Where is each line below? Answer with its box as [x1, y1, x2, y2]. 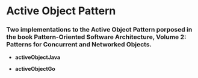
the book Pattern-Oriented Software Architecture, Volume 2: [6, 33, 187, 41]
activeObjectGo [14, 65, 55, 73]
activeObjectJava [14, 54, 61, 61]
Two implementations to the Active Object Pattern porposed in [6, 26, 193, 34]
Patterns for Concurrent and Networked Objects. [6, 40, 152, 49]
